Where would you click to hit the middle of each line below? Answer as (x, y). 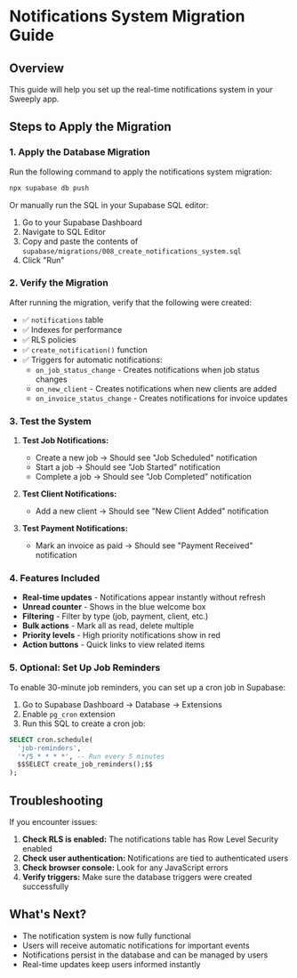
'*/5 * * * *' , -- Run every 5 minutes (91, 756)
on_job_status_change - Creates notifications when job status (148, 369)
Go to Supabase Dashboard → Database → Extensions (122, 704)
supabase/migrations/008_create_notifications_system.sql (132, 251)
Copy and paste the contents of (80, 241)
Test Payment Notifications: (75, 529)
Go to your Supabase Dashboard (82, 222)
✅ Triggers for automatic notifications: (92, 360)
